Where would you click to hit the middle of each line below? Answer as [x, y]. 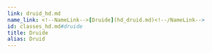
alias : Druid [26, 39]
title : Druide [28, 33]
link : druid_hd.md [34, 13]
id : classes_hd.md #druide [45, 26]
